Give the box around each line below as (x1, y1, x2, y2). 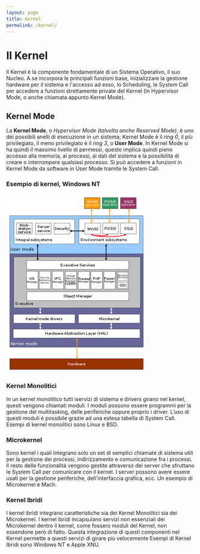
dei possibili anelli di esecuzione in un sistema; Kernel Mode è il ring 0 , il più (6, 133, 193, 140)
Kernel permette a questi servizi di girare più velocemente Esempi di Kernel (6, 535, 192, 542)
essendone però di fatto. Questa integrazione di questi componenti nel (6, 528, 180, 535)
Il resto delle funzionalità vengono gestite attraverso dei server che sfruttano (6, 462, 195, 469)
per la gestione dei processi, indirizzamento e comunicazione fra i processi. (6, 455, 193, 463)
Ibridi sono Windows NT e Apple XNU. (6, 541, 100, 549)
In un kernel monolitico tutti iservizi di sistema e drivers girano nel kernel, (6, 395, 186, 402)
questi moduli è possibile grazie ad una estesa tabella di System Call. (6, 414, 176, 421)
